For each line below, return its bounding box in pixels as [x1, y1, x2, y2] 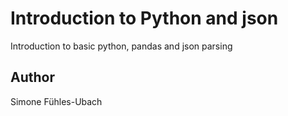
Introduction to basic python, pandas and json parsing [10, 40, 233, 52]
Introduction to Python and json [10, 7, 279, 30]
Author [10, 69, 55, 86]
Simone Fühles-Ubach [10, 95, 103, 107]
